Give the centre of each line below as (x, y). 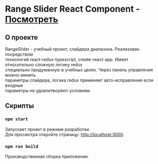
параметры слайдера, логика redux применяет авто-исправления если (79, 80)
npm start (17, 119)
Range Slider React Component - (72, 9)
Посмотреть (32, 19)
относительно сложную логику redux (44, 65)
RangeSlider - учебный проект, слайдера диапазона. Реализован (72, 49)
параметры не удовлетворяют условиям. (48, 91)
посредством (19, 54)
